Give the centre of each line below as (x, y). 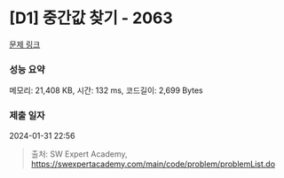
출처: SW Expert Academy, (79, 154)
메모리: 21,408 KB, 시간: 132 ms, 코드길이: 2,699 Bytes (106, 90)
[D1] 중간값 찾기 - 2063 (91, 18)
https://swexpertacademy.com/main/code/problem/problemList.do (153, 164)
